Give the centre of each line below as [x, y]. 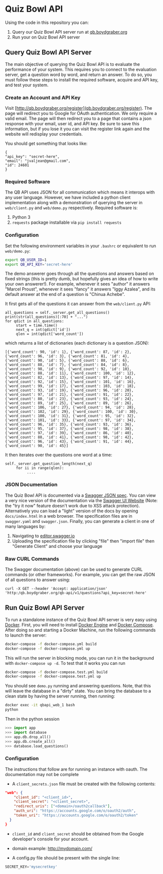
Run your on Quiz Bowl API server [46, 37]
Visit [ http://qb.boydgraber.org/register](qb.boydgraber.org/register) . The [79, 108]
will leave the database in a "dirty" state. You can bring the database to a [78, 691]
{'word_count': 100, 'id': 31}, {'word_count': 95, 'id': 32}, [71, 416]
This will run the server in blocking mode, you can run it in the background [80, 658]
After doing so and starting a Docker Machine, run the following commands [80, 630]
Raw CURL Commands [32, 559]
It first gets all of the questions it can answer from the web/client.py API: [78, 304]
